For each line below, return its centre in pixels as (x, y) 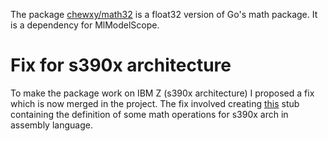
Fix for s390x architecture (121, 65)
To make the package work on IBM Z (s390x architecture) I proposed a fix (162, 93)
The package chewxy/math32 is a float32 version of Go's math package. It (164, 14)
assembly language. (51, 125)
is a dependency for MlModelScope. (85, 25)
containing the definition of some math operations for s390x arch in (149, 114)
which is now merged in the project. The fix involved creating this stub (155, 103)
